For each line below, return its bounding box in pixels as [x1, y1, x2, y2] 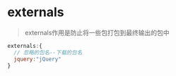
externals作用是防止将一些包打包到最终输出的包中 [24, 28, 170, 37]
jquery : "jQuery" [13, 56, 61, 63]
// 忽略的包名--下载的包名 [13, 49, 83, 56]
